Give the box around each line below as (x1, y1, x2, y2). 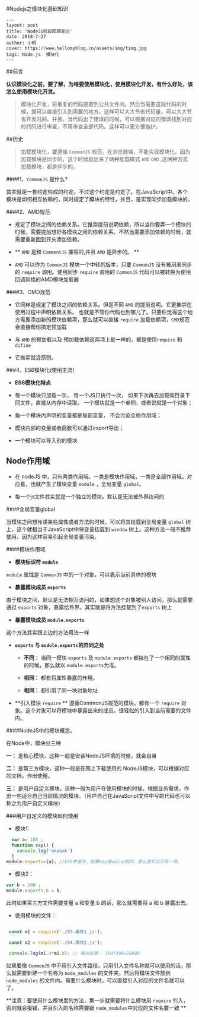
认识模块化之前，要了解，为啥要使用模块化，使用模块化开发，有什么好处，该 (6, 81, 193, 87)
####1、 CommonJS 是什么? (6, 176, 68, 182)
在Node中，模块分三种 (6, 739, 61, 747)
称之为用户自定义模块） (6, 800, 63, 807)
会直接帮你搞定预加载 (14, 323, 67, 330)
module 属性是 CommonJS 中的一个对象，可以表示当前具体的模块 (6, 571, 157, 578)
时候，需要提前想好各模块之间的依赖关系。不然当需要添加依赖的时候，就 (14, 228, 191, 235)
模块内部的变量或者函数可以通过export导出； (14, 424, 124, 431)
